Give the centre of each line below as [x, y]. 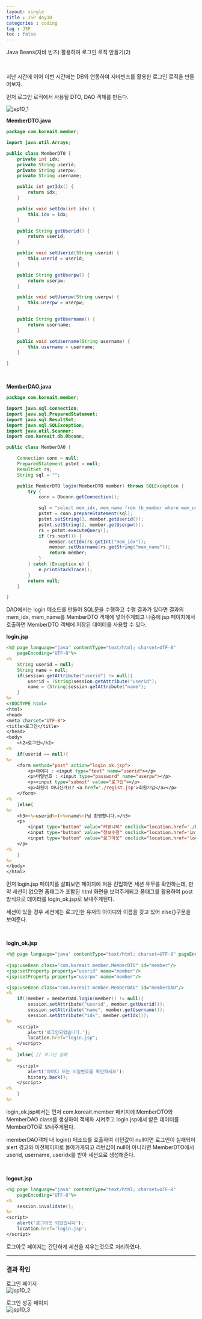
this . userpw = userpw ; [56, 303]
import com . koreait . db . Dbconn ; [45, 437]
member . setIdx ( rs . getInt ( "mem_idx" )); [98, 542]
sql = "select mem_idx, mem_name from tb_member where [109, 508]
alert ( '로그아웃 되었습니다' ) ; [50, 1223]
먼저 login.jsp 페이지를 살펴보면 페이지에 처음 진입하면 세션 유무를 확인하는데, [97, 884]
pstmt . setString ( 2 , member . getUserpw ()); [91, 525]
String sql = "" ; [39, 475]
